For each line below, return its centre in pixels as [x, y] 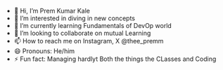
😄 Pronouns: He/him [44, 51]
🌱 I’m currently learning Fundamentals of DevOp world [93, 26]
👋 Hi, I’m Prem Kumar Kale [52, 11]
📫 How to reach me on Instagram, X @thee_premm [89, 41]
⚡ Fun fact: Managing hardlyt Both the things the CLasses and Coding [115, 59]
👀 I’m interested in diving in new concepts [75, 18]
